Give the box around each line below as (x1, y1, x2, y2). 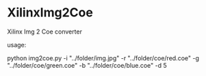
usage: (7, 40, 27, 49)
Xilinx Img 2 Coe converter (7, 27, 82, 36)
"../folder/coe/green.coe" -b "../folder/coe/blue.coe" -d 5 (7, 61, 167, 69)
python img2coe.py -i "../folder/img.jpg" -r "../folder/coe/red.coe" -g (7, 53, 200, 62)
